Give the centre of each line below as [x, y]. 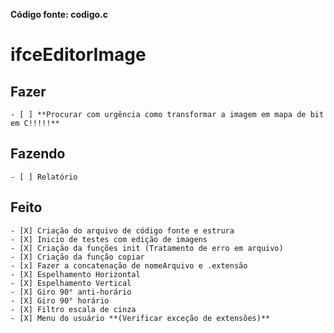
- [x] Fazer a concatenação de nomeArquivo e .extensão [129, 265]
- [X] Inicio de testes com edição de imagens [109, 239]
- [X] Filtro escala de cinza [73, 309]
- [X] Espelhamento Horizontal [75, 274]
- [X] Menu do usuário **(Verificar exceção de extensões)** [140, 318]
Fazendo [38, 154]
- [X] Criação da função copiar [77, 257]
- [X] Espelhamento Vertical [71, 283]
